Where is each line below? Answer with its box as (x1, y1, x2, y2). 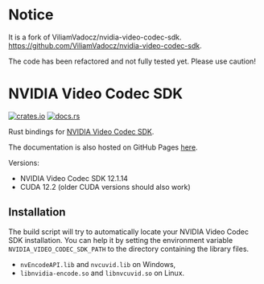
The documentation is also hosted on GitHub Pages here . (8, 142, 199, 152)
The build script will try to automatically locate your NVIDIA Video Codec (8, 227, 250, 237)
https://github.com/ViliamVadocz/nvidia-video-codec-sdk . (8, 40, 203, 50)
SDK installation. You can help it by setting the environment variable (8, 235, 233, 245)
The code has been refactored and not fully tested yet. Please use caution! (8, 56, 256, 66)
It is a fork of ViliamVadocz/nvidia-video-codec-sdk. (8, 32, 183, 42)
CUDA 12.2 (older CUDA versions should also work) (19, 182, 191, 191)
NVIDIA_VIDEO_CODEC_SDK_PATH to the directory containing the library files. (8, 244, 250, 253)
